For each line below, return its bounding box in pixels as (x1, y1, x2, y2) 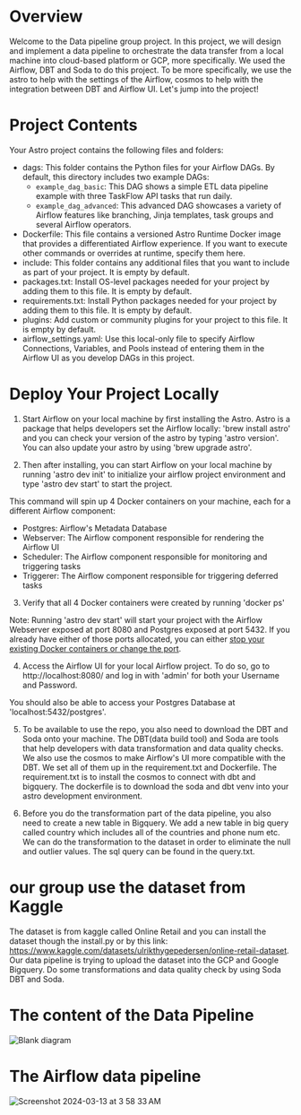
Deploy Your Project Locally (9, 384, 219, 404)
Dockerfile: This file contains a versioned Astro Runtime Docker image (21, 229, 282, 239)
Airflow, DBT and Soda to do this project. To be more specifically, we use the (9, 65, 292, 75)
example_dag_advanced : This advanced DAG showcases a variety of (35, 200, 282, 211)
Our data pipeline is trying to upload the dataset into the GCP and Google (9, 955, 279, 965)
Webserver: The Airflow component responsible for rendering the (21, 532, 264, 543)
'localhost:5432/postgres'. (9, 706, 107, 717)
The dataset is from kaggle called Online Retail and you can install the (9, 926, 267, 937)
